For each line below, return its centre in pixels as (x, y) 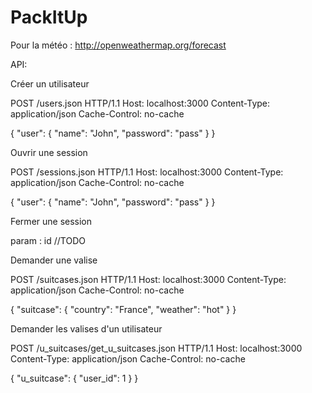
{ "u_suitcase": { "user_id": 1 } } (74, 378)
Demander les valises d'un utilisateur (86, 328)
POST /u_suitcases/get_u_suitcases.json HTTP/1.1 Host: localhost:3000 (156, 348)
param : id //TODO (48, 240)
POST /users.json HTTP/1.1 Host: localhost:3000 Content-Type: (140, 103)
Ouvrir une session (49, 152)
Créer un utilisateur (50, 83)
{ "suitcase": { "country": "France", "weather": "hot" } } (123, 309)
